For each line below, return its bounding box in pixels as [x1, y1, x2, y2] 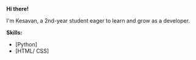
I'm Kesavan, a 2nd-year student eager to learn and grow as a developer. [6, 17, 191, 24]
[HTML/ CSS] [15, 47, 49, 54]
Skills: [6, 29, 23, 36]
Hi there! [6, 6, 29, 12]
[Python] [15, 41, 38, 48]
